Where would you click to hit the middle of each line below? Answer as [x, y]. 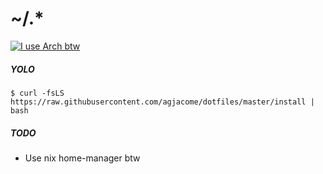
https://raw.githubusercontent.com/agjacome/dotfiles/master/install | [162, 102]
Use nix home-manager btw [82, 158]
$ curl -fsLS [37, 93]
